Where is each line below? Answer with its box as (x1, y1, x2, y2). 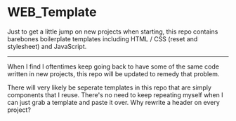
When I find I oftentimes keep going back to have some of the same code (7, 62, 220, 71)
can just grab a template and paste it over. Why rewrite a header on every (7, 98, 220, 106)
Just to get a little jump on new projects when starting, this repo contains (7, 27, 218, 36)
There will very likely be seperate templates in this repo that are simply (7, 83, 212, 92)
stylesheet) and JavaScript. (7, 42, 87, 50)
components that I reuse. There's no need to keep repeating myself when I (7, 90, 223, 99)
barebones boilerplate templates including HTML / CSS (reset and (7, 34, 198, 43)
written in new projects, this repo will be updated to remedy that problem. (7, 69, 220, 78)
